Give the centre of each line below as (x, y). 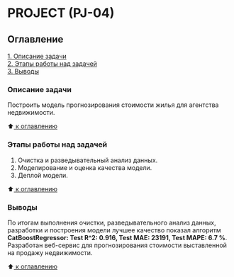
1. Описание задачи (37, 56)
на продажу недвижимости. (50, 252)
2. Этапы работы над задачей (52, 64)
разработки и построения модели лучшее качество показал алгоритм (114, 230)
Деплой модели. (43, 175)
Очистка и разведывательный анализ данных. (88, 160)
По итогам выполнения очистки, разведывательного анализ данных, (112, 222)
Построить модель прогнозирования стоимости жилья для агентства (113, 105)
